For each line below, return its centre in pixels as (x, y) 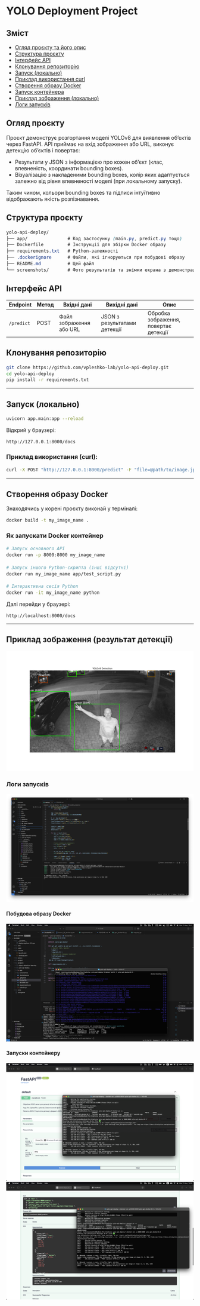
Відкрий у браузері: (31, 430)
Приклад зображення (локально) (57, 98)
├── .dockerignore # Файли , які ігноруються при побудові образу (96, 257)
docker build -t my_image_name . (48, 520)
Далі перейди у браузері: (38, 604)
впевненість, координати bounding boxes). (69, 168)
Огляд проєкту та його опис (50, 47)
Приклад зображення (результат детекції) (90, 640)
